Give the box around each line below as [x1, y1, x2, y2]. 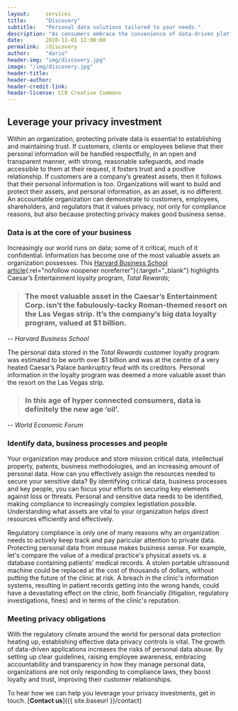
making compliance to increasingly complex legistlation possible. [7, 500, 197, 508]
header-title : [7, 69, 50, 77]
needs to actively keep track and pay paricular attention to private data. [7, 536, 216, 544]
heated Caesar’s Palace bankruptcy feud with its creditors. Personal [7, 363, 205, 371]
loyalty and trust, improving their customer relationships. [7, 675, 172, 684]
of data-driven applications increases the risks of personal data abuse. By [7, 645, 223, 654]
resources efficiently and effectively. [7, 515, 114, 523]
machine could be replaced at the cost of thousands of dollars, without [7, 566, 214, 575]
